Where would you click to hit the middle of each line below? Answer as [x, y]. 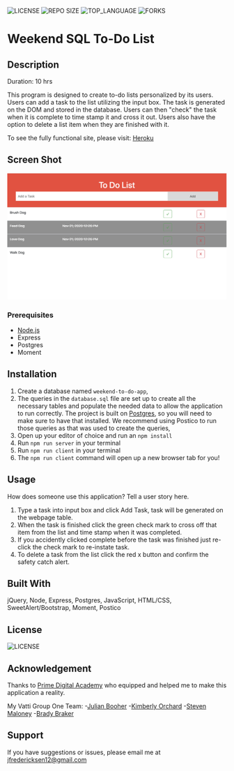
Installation [32, 374]
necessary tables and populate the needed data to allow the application [120, 406]
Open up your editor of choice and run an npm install [95, 435]
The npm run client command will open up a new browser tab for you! [118, 457]
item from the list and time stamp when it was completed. [100, 532]
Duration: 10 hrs [30, 81]
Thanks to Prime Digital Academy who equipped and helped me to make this [117, 685]
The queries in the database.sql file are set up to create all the [107, 398]
